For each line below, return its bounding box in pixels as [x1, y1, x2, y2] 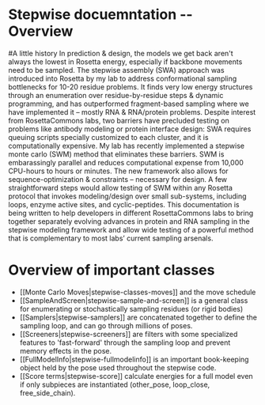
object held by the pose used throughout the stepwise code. [19, 362, 217, 373]
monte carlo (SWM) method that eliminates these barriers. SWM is [8, 149, 225, 159]
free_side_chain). [19, 388, 76, 397]
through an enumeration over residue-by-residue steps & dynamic [8, 90, 224, 100]
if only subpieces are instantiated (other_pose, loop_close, [19, 380, 210, 389]
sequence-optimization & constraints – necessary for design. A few [8, 174, 228, 184]
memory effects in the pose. [19, 346, 112, 355]
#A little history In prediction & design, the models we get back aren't [8, 48, 233, 58]
